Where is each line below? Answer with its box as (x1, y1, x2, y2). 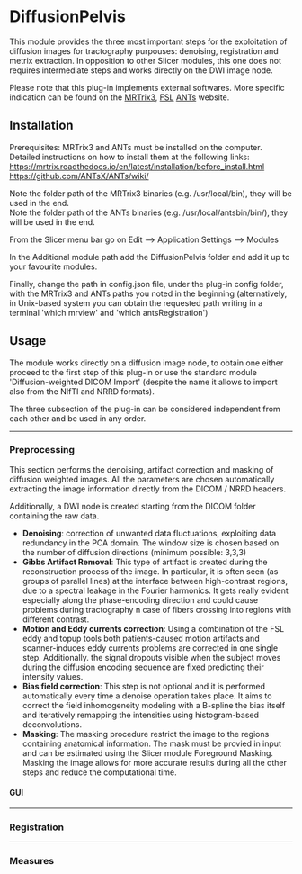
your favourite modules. (9, 261, 98, 272)
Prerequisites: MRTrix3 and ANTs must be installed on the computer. (9, 141, 262, 152)
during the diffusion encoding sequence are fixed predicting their (22, 662, 264, 672)
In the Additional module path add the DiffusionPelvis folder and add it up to (9, 251, 290, 262)
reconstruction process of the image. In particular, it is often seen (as (22, 565, 279, 577)
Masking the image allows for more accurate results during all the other (22, 757, 288, 768)
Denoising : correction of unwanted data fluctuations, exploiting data (22, 527, 277, 538)
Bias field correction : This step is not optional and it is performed (22, 680, 266, 691)
